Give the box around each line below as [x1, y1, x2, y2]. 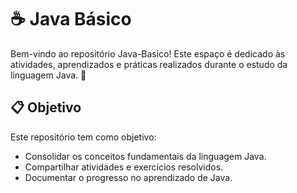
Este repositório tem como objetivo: [10, 131, 157, 143]
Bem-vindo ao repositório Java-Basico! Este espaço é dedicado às [10, 47, 286, 60]
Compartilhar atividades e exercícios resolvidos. [24, 161, 224, 173]
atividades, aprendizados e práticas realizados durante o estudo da [10, 58, 288, 70]
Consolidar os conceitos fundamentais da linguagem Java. [24, 150, 267, 162]
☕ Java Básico [10, 8, 132, 31]
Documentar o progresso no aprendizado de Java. [24, 171, 233, 183]
